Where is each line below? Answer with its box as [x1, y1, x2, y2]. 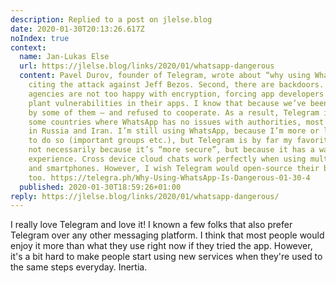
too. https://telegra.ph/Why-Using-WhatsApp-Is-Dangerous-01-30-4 [28, 172, 311, 183]
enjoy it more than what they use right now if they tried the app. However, [10, 240, 313, 252]
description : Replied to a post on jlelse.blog [10, 14, 213, 25]
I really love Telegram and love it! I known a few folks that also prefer [10, 219, 293, 231]
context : [10, 42, 47, 53]
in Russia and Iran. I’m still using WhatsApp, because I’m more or [28, 126, 320, 136]
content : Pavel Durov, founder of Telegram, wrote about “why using [19, 71, 311, 81]
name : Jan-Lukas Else [19, 52, 110, 62]
